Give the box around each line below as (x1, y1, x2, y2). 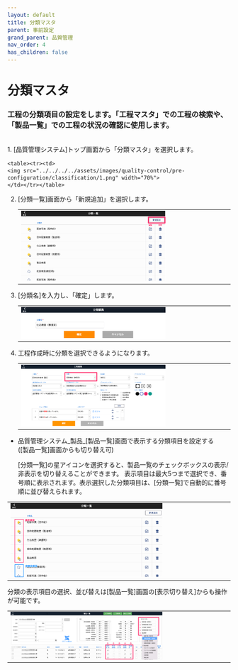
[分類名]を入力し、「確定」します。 (17, 291, 118, 300)
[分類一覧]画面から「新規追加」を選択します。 (17, 195, 152, 204)
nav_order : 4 (7, 41, 46, 49)
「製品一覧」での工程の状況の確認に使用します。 (7, 121, 174, 131)
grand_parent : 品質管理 (7, 34, 73, 41)
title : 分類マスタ (7, 18, 57, 26)
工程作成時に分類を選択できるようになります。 (17, 348, 154, 358)
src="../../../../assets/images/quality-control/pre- (23, 167, 186, 175)
